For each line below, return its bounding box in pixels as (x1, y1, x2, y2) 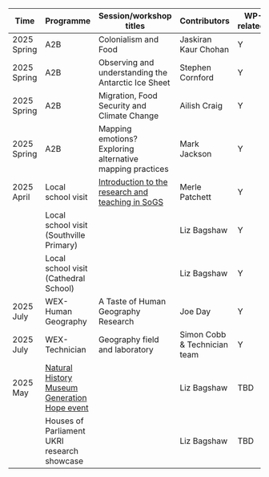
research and (98, 186, 149, 198)
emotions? (98, 133, 138, 144)
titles (125, 20, 146, 31)
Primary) (45, 240, 78, 251)
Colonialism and (98, 34, 159, 45)
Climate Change (98, 110, 159, 121)
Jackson (179, 149, 212, 159)
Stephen (179, 62, 212, 73)
